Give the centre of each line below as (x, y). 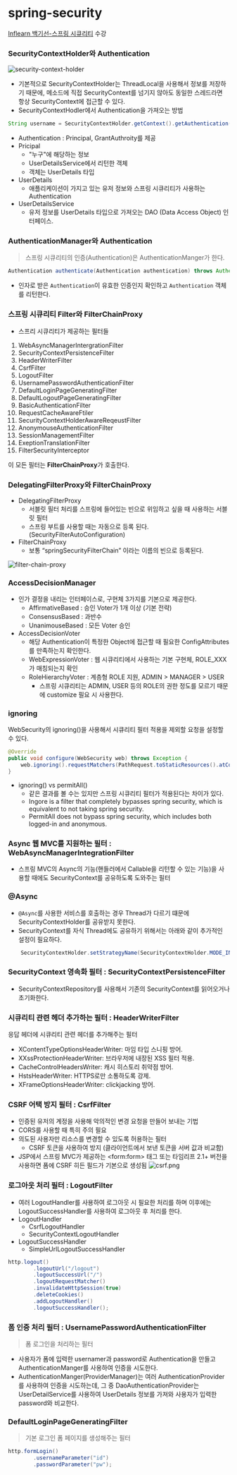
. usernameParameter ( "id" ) (71, 1458)
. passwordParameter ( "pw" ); (73, 1464)
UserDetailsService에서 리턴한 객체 (78, 163)
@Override (23, 752)
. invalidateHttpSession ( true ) (77, 1288)
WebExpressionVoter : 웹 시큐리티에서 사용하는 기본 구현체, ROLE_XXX (128, 660)
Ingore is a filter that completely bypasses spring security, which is (126, 801)
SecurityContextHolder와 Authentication (79, 53)
